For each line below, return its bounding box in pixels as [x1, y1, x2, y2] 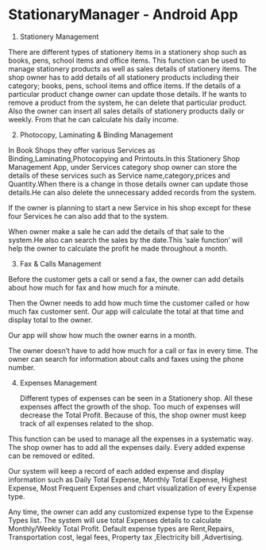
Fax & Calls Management [19, 259, 102, 268]
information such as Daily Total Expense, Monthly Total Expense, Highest [8, 475, 248, 484]
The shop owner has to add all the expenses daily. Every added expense [8, 442, 246, 452]
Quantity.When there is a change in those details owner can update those [8, 179, 249, 188]
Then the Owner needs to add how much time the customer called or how [8, 298, 250, 307]
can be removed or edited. [8, 451, 95, 460]
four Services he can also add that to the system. [8, 211, 169, 221]
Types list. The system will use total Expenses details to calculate [8, 515, 222, 525]
